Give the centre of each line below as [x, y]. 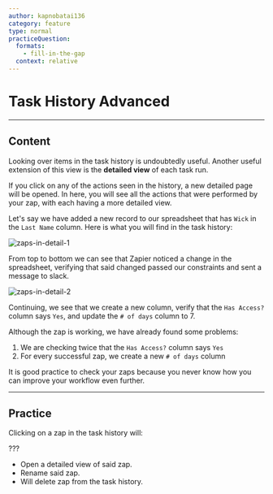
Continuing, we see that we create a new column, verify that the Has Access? [136, 307]
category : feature [39, 24]
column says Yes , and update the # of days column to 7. [102, 316]
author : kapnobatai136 [47, 16]
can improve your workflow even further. [76, 380]
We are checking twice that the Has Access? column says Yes [122, 347]
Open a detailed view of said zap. [76, 465]
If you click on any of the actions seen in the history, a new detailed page [131, 185]
